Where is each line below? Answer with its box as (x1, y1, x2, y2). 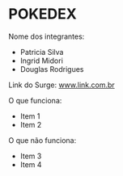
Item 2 (19, 119, 42, 129)
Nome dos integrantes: (8, 31, 85, 41)
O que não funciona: (8, 135, 77, 145)
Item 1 (19, 111, 40, 121)
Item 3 (19, 151, 42, 161)
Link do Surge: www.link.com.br (8, 80, 115, 90)
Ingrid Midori (19, 56, 63, 65)
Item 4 (19, 159, 42, 170)
